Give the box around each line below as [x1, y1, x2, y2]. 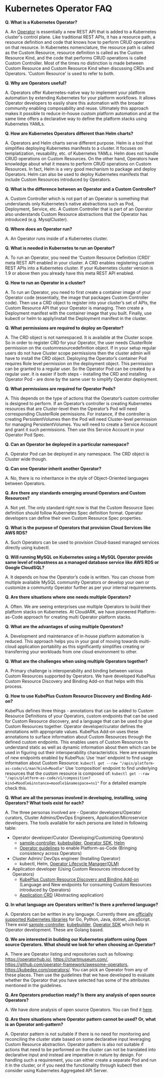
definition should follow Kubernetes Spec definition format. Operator [5, 510, 143, 516]
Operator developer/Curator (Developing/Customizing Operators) [12, 834, 144, 841]
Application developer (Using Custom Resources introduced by [12, 866, 140, 872]
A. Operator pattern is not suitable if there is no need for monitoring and [5, 1031, 150, 1037]
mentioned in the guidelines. [5, 982, 63, 988]
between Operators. [5, 480, 46, 486]
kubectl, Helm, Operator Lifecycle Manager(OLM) [19, 861, 119, 867]
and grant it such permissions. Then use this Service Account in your [5, 426, 144, 433]
